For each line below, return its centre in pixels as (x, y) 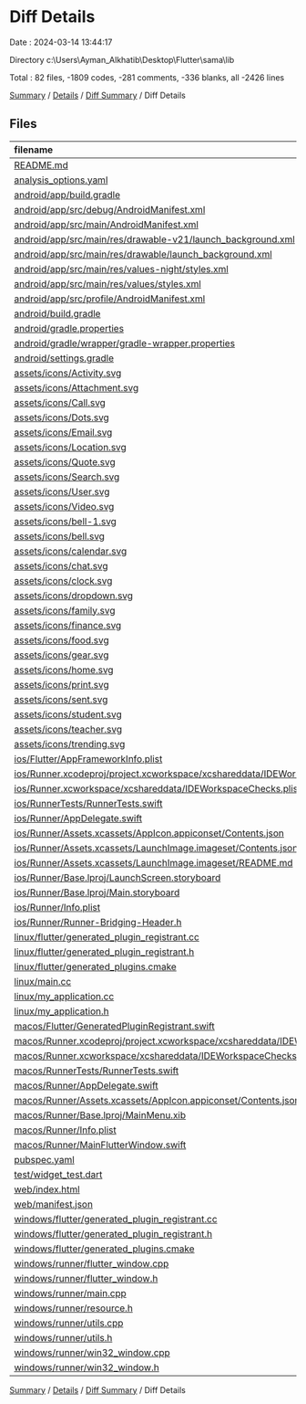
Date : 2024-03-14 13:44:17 (61, 42)
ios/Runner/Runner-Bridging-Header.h (98, 922)
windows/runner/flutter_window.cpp (92, 1263)
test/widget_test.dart (58, 1174)
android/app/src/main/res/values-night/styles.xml (122, 269)
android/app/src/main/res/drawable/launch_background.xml (143, 254)
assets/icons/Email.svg (63, 432)
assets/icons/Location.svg (71, 447)
